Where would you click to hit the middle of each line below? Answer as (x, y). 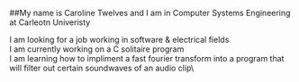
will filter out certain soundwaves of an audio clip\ (102, 68)
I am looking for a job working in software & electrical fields (119, 40)
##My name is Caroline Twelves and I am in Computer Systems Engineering (150, 13)
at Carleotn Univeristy (50, 22)
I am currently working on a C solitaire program (97, 49)
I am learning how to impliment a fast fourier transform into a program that (147, 58)
